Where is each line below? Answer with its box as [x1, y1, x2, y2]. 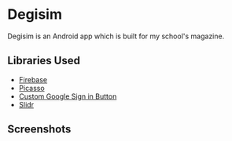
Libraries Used [7, 54, 80, 67]
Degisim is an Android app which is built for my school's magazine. [7, 31, 225, 41]
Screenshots [7, 123, 72, 136]
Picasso [18, 83, 45, 92]
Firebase [18, 74, 48, 84]
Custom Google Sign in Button [18, 92, 117, 101]
